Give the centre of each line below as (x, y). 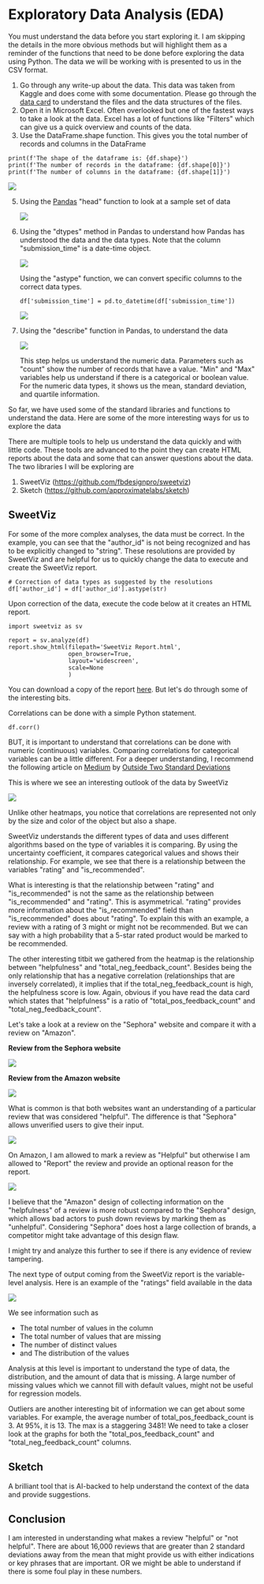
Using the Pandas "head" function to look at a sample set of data (125, 201)
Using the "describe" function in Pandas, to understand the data (124, 330)
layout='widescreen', (104, 661)
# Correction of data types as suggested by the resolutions (111, 582)
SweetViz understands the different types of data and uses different (119, 836)
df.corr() (24, 727)
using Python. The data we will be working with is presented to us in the (125, 61)
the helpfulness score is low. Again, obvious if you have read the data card (129, 992)
